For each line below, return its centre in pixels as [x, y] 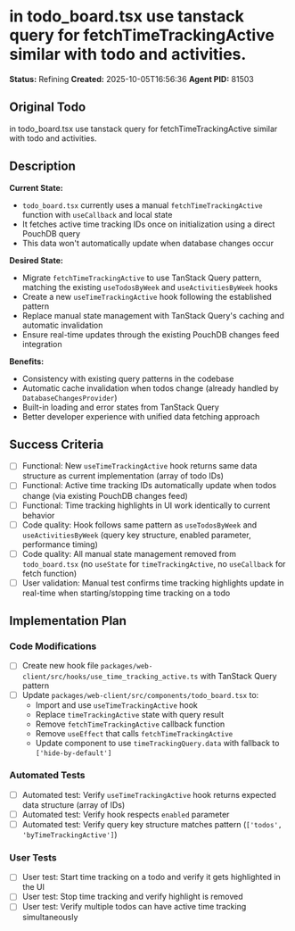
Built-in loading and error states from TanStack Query [121, 407]
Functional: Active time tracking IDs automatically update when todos [149, 486]
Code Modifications [53, 646]
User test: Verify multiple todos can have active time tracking [134, 907]
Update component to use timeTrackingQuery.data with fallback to [157, 743]
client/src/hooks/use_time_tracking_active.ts [110, 677]
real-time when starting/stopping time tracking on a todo [126, 593]
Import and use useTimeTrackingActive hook [117, 705]
